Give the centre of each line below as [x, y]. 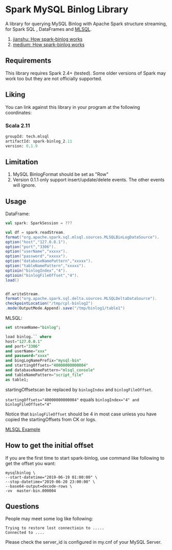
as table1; [17, 380]
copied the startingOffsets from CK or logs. [51, 419]
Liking [15, 95]
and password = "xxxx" [27, 356]
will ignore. [24, 185]
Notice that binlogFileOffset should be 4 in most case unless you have [81, 414]
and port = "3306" [23, 346]
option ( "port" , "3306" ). [31, 247]
